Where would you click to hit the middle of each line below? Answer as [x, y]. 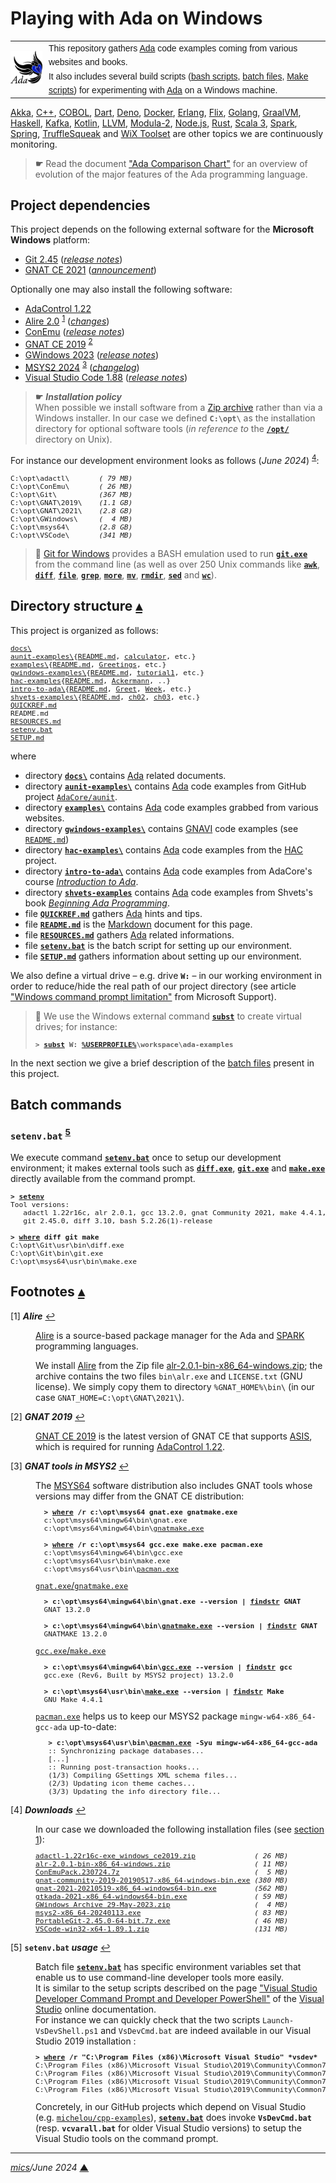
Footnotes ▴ [47, 1292]
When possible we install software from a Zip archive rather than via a [178, 408]
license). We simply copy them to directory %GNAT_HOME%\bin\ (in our [175, 1386]
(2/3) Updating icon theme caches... [122, 1784]
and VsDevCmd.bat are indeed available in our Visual [206, 2031]
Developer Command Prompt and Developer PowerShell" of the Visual [180, 1999]
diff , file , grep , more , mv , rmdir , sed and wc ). [125, 574]
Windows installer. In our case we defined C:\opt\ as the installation [175, 418]
